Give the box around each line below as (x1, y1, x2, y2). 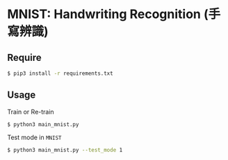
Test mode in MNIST (7, 133, 62, 141)
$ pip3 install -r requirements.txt (7, 70, 113, 77)
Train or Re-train (7, 107, 54, 116)
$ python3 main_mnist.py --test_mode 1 (7, 146, 123, 153)
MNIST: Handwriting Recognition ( (7, 6, 209, 22)
